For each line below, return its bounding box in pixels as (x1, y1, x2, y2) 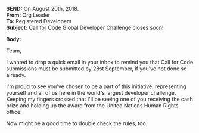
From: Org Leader (6, 11, 51, 18)
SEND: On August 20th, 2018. (6, 5, 79, 12)
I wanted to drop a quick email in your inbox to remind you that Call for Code (6, 59, 194, 66)
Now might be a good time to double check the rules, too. (6, 120, 148, 127)
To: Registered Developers (6, 18, 72, 24)
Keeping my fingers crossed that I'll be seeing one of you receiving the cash (6, 95, 194, 103)
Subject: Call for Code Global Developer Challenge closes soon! (6, 24, 164, 31)
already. (6, 72, 26, 78)
